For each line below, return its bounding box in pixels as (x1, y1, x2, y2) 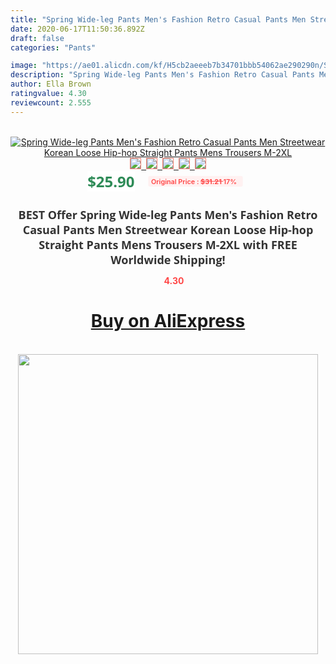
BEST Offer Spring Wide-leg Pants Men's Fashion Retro (18, 206, 318, 223)
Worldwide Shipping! (110, 251, 226, 268)
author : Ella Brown (10, 79, 92, 90)
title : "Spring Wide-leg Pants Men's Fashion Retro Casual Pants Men (10, 14, 307, 25)
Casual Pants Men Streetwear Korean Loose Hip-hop (22, 221, 314, 238)
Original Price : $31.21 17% (151, 176, 238, 186)
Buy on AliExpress (90, 310, 246, 333)
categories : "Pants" (10, 42, 97, 53)
